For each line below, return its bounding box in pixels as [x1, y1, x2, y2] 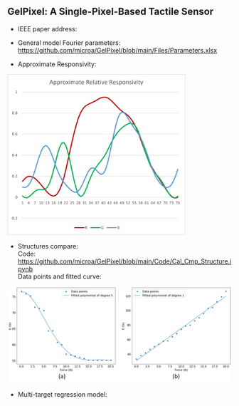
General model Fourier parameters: [17, 38, 121, 47]
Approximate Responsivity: [17, 60, 97, 68]
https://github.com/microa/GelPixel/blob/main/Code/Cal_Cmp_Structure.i [17, 256, 232, 266]
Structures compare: [17, 241, 78, 250]
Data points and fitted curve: [17, 272, 102, 281]
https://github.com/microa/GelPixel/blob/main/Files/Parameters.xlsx [17, 46, 218, 54]
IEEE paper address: [17, 24, 78, 33]
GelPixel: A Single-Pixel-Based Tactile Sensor [7, 6, 214, 18]
